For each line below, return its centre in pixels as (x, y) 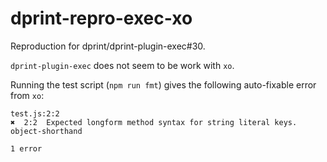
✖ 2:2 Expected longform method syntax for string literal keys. (154, 122)
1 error (26, 148)
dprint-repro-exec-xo (101, 18)
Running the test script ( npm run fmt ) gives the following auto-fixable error (163, 84)
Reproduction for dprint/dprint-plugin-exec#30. (108, 46)
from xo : (27, 95)
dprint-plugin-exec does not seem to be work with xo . (122, 65)
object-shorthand (46, 131)
